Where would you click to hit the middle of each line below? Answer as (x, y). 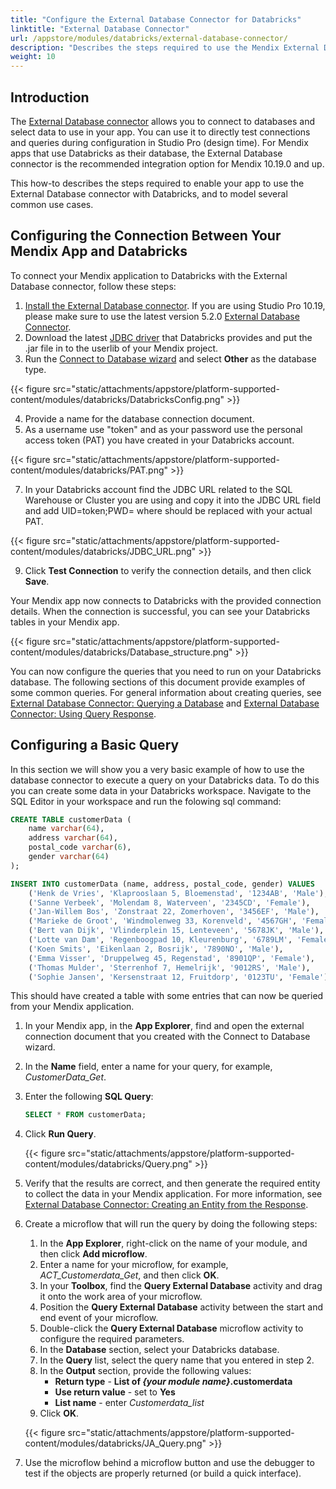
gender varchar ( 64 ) (69, 857)
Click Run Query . (60, 1134)
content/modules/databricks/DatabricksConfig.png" (117, 399)
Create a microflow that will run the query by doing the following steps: (171, 1224)
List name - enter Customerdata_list (129, 1403)
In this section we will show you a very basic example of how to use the (157, 769)
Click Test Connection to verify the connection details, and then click (168, 570)
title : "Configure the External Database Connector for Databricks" (156, 19)
